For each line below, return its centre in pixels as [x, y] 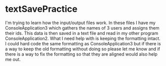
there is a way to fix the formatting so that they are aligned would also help [81, 54]
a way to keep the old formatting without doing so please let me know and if [83, 49]
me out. [13, 59]
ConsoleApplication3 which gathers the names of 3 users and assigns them [82, 28]
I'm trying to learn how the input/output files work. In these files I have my [81, 23]
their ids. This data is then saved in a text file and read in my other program [82, 33]
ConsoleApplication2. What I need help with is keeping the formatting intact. [83, 38]
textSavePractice [41, 9]
